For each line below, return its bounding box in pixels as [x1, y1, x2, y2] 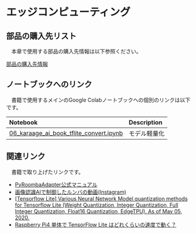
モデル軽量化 [128, 129, 165, 137]
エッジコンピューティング [6, 5, 131, 19]
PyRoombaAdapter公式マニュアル [14, 181, 98, 188]
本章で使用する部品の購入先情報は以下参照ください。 [11, 48, 141, 55]
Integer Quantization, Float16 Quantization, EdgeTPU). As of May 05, [14, 207, 182, 214]
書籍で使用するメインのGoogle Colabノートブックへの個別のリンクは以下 [11, 96, 191, 103]
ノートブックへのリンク [6, 80, 92, 90]
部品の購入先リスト [6, 31, 77, 41]
